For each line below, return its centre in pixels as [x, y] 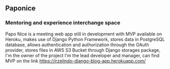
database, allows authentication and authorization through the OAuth [77, 45]
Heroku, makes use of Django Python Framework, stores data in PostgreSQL [85, 39]
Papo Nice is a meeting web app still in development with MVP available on [84, 34]
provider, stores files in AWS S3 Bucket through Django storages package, [83, 50]
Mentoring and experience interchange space [63, 23]
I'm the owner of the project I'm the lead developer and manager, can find [82, 55]
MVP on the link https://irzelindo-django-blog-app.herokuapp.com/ [76, 61]
